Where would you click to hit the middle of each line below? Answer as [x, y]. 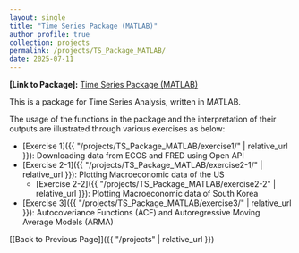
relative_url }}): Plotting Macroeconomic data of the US [124, 174]
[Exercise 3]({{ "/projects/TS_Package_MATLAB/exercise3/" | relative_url [157, 203]
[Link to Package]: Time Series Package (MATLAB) [104, 84]
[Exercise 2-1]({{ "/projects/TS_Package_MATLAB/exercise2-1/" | [142, 165]
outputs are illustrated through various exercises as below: [117, 129]
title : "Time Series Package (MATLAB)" [84, 26]
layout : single [38, 17]
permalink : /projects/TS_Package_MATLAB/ [88, 51]
